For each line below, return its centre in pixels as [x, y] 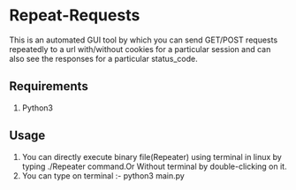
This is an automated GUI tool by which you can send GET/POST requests [144, 40]
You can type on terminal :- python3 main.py [103, 175]
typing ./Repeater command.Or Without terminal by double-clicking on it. [154, 166]
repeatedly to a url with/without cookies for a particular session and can [140, 49]
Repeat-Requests [75, 15]
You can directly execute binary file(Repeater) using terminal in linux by [152, 156]
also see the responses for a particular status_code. [103, 58]
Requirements [49, 86]
